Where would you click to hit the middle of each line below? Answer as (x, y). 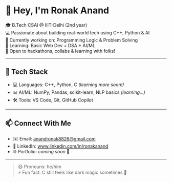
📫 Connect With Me (38, 123)
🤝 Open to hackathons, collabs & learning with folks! (60, 51)
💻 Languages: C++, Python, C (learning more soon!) (68, 85)
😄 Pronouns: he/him (39, 167)
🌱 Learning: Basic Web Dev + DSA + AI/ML (50, 45)
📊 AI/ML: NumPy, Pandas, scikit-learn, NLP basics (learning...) (79, 92)
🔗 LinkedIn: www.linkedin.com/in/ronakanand (60, 146)
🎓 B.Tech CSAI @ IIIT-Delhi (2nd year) (46, 25)
